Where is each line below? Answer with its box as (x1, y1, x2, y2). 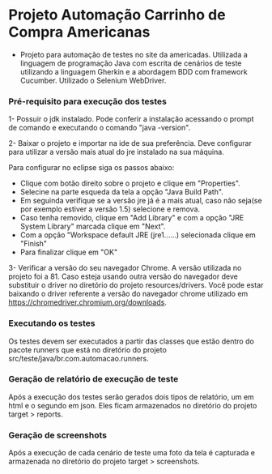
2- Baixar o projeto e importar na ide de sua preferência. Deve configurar (8, 139, 253, 148)
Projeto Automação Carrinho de (8, 6, 226, 24)
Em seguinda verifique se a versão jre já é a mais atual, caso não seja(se (19, 196, 262, 206)
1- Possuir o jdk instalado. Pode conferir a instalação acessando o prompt (8, 114, 254, 124)
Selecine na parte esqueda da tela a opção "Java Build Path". (19, 187, 224, 197)
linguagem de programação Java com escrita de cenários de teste (19, 58, 242, 68)
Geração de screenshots (8, 429, 108, 441)
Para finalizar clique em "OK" (19, 247, 118, 257)
